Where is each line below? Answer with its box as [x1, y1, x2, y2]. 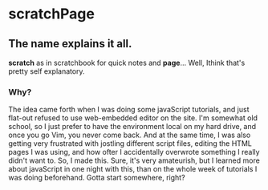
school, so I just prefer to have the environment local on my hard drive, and [8, 122, 257, 131]
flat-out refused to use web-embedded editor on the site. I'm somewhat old [8, 113, 258, 123]
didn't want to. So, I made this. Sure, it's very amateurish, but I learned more [8, 156, 261, 165]
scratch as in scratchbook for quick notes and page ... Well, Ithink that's [8, 58, 246, 67]
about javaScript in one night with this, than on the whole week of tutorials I [8, 164, 258, 174]
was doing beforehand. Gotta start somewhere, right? [8, 173, 186, 183]
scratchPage [8, 5, 95, 23]
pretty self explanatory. [8, 67, 86, 76]
